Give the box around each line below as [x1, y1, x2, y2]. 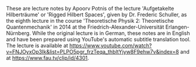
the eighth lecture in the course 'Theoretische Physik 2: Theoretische [6, 17, 174, 24]
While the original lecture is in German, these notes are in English [32, 30, 190, 37]
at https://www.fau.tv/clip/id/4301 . [6, 55, 89, 61]
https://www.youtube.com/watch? [69, 42, 152, 49]
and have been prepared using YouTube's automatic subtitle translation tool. [6, 36, 191, 43]
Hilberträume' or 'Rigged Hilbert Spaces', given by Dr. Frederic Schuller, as [6, 11, 187, 18]
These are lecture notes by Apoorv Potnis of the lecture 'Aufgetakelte [6, 5, 175, 12]
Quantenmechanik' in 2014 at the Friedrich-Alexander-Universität [6, 23, 164, 30]
